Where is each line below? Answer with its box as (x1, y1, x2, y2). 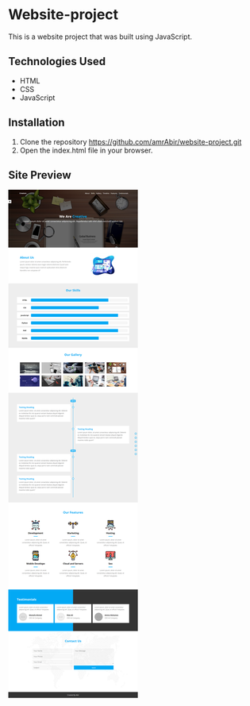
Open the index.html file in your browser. (19, 145, 153, 155)
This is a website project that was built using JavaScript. (8, 32, 193, 41)
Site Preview (8, 168, 71, 182)
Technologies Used (8, 55, 106, 68)
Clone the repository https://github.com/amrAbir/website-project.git (19, 137, 242, 146)
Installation (8, 116, 65, 129)
